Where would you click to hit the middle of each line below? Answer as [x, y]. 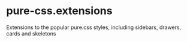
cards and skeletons [31, 33]
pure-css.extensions [59, 11]
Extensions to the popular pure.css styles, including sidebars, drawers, [94, 27]
